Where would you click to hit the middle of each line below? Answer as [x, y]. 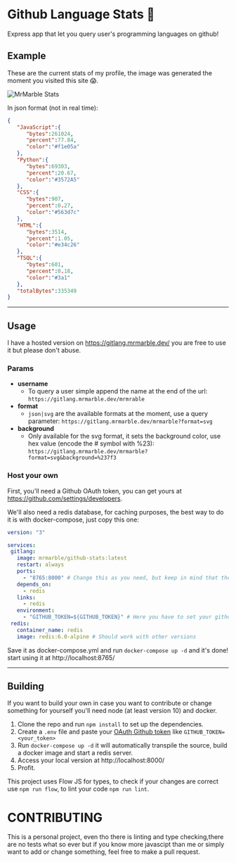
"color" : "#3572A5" [53, 179]
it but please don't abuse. [44, 351]
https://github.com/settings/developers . [65, 498]
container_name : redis [50, 630]
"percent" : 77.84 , [51, 140]
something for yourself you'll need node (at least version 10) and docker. [112, 711]
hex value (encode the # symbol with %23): [91, 443]
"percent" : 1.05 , [50, 239]
